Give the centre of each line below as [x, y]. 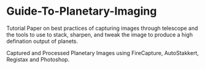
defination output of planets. [42, 41]
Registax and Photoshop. [38, 59]
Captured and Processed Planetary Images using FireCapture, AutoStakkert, [103, 53]
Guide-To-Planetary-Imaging [82, 11]
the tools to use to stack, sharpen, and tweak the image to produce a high [100, 34]
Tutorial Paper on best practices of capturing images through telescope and [102, 28]
